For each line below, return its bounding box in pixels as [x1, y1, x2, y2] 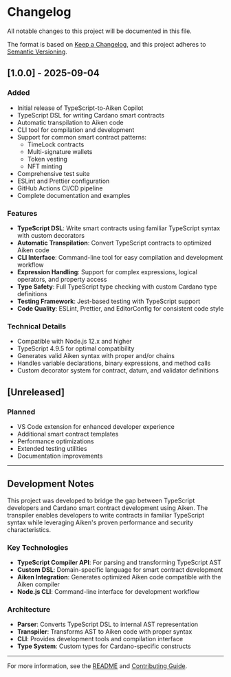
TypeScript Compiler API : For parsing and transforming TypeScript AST [16, 558, 222, 567]
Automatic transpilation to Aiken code [16, 118, 124, 126]
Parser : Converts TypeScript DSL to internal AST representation [16, 620, 199, 629]
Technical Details [7, 321, 67, 331]
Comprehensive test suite [16, 169, 90, 177]
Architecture [7, 604, 51, 614]
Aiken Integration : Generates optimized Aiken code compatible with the [16, 573, 221, 581]
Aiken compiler [16, 580, 60, 588]
